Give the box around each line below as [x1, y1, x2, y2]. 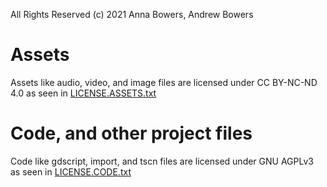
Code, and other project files [10, 122, 253, 145]
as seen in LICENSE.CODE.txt [10, 165, 132, 178]
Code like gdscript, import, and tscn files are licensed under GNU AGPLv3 [10, 155, 314, 167]
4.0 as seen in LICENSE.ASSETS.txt [10, 87, 157, 99]
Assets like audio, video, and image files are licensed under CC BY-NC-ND [10, 76, 318, 88]
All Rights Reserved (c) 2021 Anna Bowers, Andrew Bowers [10, 9, 254, 20]
